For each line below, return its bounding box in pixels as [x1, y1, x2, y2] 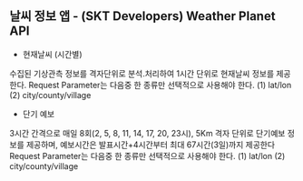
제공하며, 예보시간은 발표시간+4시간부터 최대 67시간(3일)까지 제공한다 [25, 139, 275, 150]
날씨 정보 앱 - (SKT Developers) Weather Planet [9, 8, 276, 25]
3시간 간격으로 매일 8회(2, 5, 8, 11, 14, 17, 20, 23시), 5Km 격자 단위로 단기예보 [9, 127, 286, 138]
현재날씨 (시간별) [22, 48, 83, 59]
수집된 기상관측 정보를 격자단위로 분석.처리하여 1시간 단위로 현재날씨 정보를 [9, 67, 275, 79]
